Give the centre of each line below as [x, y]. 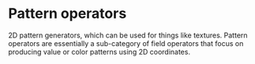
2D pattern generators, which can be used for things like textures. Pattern [128, 35]
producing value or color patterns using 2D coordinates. [99, 52]
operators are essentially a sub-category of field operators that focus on [126, 43]
